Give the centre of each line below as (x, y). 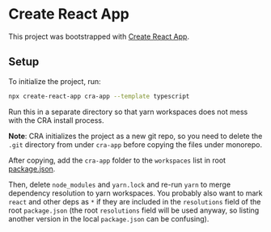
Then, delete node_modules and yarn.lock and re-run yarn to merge (120, 184)
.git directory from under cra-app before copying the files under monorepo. (135, 144)
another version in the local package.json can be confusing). (109, 218)
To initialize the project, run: (55, 81)
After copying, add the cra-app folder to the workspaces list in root (117, 160)
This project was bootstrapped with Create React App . (99, 36)
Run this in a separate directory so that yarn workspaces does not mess (128, 112)
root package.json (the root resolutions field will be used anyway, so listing (134, 210)
